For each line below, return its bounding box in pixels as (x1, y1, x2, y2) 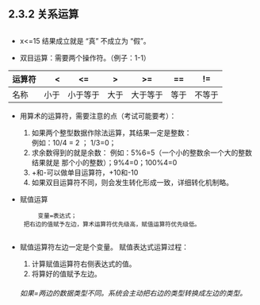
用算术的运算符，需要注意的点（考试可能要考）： (19, 110, 177, 121)
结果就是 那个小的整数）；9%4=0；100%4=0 (31, 157, 178, 167)
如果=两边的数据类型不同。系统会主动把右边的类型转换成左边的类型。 (19, 288, 247, 298)
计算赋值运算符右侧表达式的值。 (31, 259, 136, 268)
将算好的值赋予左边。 (31, 268, 101, 278)
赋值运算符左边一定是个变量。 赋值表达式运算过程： (19, 241, 189, 252)
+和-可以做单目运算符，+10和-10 (31, 168, 139, 177)
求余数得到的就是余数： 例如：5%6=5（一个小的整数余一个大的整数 (31, 148, 252, 157)
